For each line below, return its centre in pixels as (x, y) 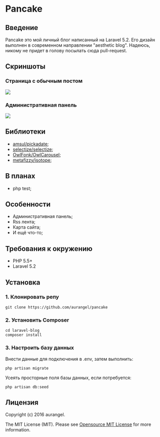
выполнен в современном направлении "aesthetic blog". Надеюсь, (78, 45)
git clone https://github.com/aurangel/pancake (57, 307)
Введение (22, 28)
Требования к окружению (49, 249)
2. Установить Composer (37, 320)
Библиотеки (25, 132)
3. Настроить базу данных (40, 348)
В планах (20, 176)
